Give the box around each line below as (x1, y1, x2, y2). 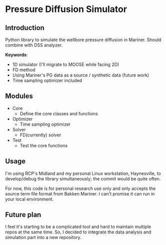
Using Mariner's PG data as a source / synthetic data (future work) (12, 72, 150, 78)
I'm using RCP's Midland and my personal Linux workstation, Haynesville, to (5, 170, 161, 176)
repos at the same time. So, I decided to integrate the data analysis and (5, 229, 152, 235)
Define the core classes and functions (19, 110, 98, 116)
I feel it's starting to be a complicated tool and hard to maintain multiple (5, 224, 151, 230)
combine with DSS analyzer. (5, 42, 63, 48)
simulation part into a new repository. (5, 234, 82, 240)
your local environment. (5, 196, 54, 202)
